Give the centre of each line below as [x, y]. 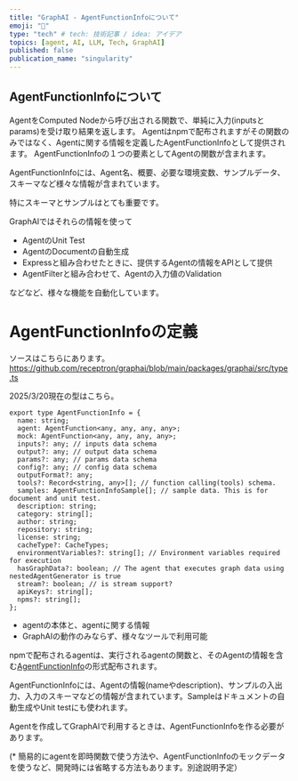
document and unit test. [55, 498]
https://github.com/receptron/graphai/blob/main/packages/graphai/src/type [149, 368]
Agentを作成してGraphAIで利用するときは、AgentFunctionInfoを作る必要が [147, 726]
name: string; [43, 420]
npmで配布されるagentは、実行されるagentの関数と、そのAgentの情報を [142, 655]
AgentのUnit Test [53, 240]
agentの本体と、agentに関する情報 [86, 624]
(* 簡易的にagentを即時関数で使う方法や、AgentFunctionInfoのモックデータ [148, 756]
